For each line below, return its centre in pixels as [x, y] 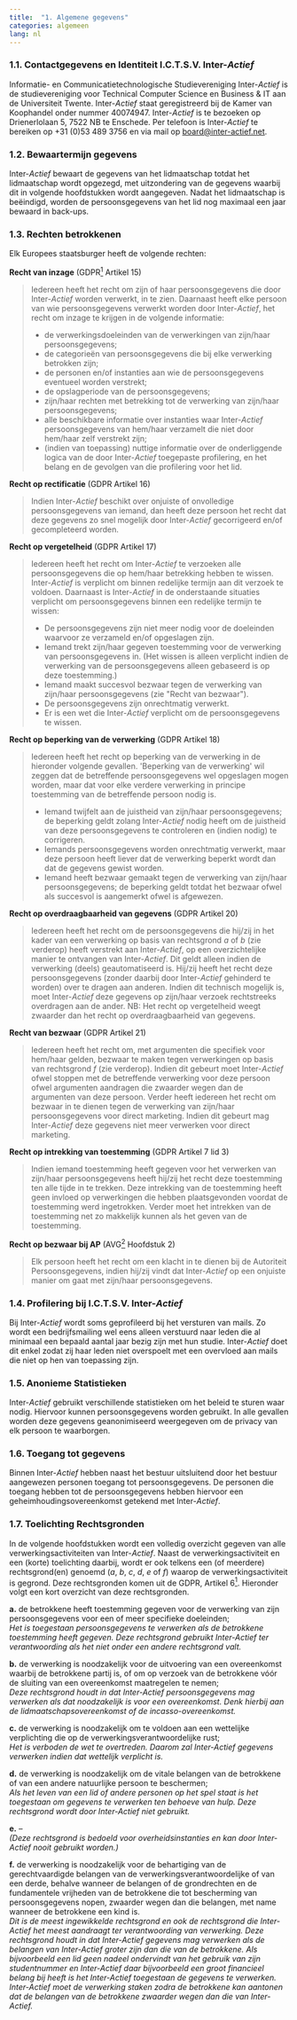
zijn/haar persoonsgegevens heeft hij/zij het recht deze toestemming [156, 1178]
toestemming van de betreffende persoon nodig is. [124, 794]
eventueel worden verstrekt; [96, 381]
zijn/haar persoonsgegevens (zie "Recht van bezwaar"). [146, 693]
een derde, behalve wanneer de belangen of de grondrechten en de [133, 1883]
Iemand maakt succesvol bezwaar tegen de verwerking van [153, 685]
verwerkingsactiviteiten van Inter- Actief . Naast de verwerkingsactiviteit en [145, 1553]
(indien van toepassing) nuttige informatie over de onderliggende [163, 448]
